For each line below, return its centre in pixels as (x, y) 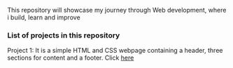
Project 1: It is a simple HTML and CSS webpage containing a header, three (115, 51)
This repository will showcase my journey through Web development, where (117, 10)
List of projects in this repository (64, 35)
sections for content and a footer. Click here (71, 58)
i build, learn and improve (44, 17)
